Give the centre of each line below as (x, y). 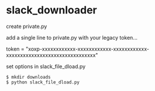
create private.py (27, 26)
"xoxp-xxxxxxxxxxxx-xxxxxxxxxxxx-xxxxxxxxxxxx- (87, 49)
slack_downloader (52, 10)
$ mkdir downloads (28, 77)
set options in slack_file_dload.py (46, 66)
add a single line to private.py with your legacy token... (72, 37)
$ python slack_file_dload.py (43, 82)
